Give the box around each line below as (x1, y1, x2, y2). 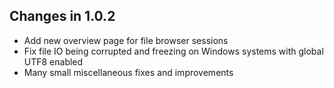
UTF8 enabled (23, 55, 84, 68)
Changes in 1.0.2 (9, 8, 116, 25)
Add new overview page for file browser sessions (23, 34, 229, 46)
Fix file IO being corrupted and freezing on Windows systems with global (23, 45, 324, 57)
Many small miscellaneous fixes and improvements (23, 66, 234, 78)
